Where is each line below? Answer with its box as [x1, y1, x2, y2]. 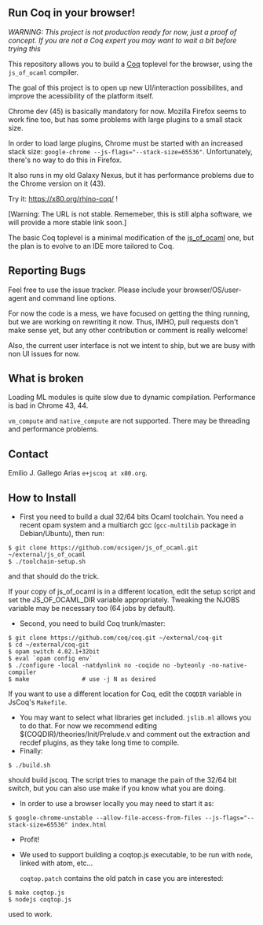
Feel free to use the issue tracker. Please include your [8, 285, 182, 294]
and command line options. [28, 293, 116, 302]
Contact [8, 447, 49, 461]
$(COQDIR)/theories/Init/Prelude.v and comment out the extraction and [19, 730, 250, 739]
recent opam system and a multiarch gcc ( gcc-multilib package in [19, 520, 237, 530]
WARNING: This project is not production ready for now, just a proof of [8, 27, 237, 36]
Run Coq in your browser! [8, 6, 136, 20]
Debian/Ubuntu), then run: [19, 529, 104, 538]
